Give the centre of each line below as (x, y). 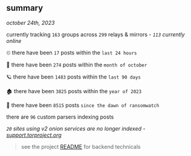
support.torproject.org (34, 135)
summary (25, 8)
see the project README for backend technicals (81, 146)
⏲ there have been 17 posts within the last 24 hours (72, 53)
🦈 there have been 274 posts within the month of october (77, 65)
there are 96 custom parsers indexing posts (60, 117)
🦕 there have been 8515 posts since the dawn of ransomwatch (83, 105)
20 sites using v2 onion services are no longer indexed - (76, 128)
